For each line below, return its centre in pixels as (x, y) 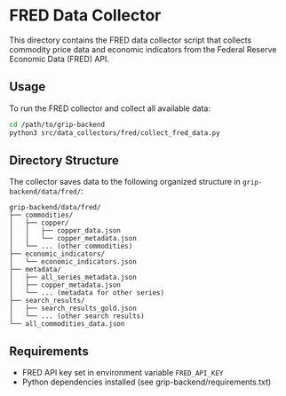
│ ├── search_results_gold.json (73, 309)
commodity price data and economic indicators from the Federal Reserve (143, 49)
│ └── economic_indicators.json (73, 262)
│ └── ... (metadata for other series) (87, 293)
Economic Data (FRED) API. (59, 59)
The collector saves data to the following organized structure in (125, 182)
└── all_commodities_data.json (67, 324)
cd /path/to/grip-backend (57, 124)
